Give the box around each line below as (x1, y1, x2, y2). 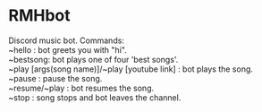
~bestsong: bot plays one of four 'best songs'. (8, 54, 179, 65)
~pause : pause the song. (8, 73, 103, 83)
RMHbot (8, 5, 71, 26)
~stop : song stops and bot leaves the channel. (8, 91, 182, 103)
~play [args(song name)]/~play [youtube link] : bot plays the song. (8, 64, 254, 74)
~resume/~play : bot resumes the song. (8, 82, 154, 93)
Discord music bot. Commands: (8, 35, 124, 46)
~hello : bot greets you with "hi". (8, 44, 127, 55)
